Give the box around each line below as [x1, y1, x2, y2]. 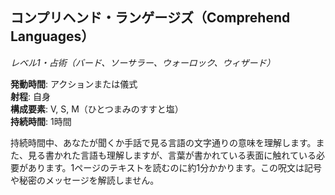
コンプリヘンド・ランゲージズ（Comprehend [10, 9, 291, 27]
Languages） [10, 28, 95, 45]
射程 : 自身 [10, 90, 51, 102]
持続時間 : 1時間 [10, 115, 72, 127]
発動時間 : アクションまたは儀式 [10, 78, 138, 90]
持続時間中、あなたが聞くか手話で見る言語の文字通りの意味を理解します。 [10, 136, 317, 148]
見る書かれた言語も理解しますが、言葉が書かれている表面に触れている [27, 149, 317, 161]
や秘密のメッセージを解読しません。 [10, 174, 160, 186]
